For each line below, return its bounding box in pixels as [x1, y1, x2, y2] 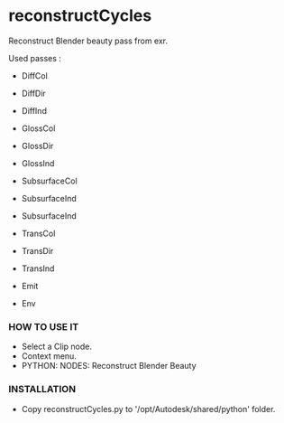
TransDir [21, 245, 54, 256]
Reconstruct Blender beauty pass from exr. [8, 35, 169, 46]
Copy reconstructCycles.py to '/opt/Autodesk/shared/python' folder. [21, 403, 276, 414]
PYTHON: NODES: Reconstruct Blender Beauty [21, 361, 197, 371]
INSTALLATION [8, 383, 77, 396]
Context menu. [21, 351, 78, 362]
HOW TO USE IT [8, 320, 79, 333]
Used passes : [8, 52, 62, 63]
